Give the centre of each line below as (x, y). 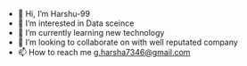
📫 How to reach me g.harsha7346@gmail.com (104, 52)
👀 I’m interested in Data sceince (76, 23)
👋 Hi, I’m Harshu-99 (54, 14)
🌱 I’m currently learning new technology (91, 33)
